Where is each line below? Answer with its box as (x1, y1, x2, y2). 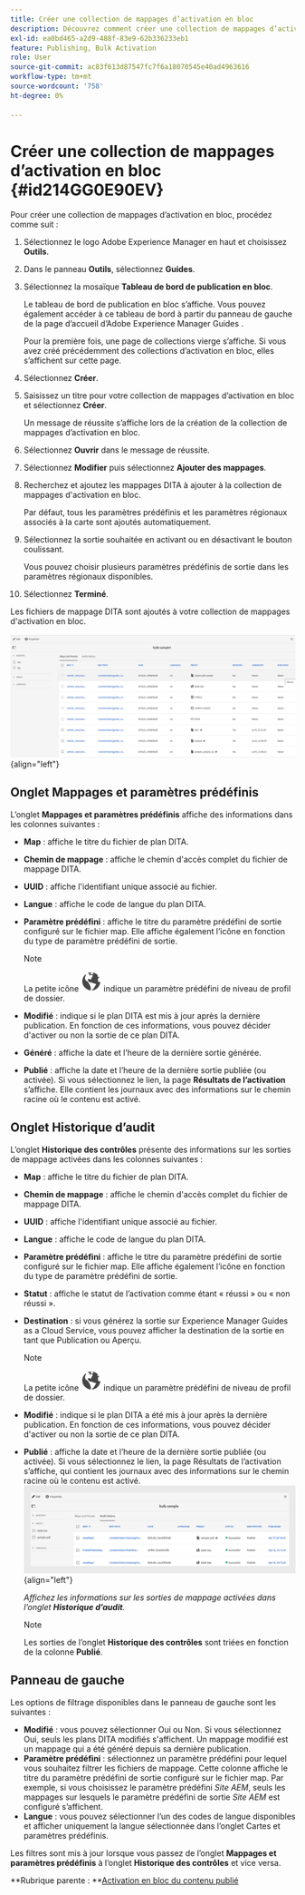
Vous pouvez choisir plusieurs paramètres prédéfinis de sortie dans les (23, 562, 289, 572)
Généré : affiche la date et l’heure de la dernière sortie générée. (23, 1047, 262, 1058)
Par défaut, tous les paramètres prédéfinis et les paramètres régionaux (23, 507, 288, 518)
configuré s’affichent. (23, 1801, 103, 1812)
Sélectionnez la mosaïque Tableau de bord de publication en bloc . (23, 281, 273, 292)
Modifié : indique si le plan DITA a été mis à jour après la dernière (23, 1409, 268, 1420)
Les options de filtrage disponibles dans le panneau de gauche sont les (10, 1696, 277, 1707)
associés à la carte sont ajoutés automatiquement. (23, 517, 212, 528)
